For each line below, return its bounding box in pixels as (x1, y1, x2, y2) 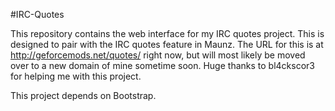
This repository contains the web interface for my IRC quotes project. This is (10, 28, 325, 39)
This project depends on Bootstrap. (10, 90, 157, 101)
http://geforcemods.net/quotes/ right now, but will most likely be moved (10, 49, 306, 61)
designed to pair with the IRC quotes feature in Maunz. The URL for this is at (10, 39, 324, 50)
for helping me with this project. (10, 70, 142, 82)
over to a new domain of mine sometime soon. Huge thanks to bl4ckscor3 (10, 60, 315, 71)
